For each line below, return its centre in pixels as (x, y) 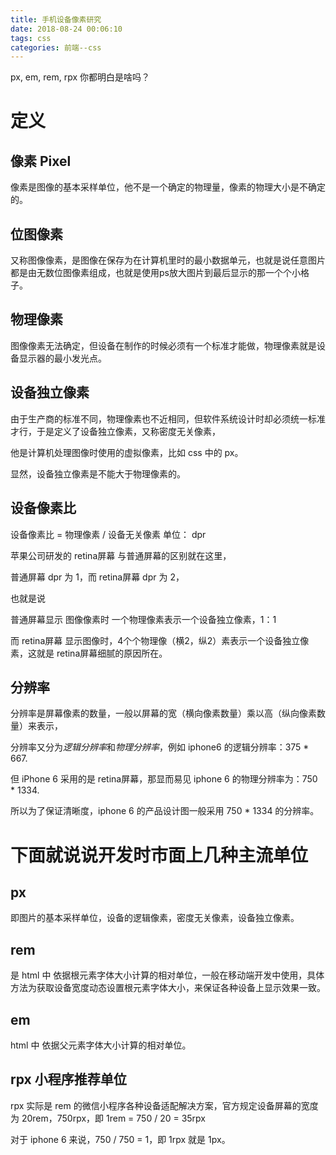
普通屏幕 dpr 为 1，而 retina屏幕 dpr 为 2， (97, 577)
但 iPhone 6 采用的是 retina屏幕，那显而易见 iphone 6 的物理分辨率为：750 (164, 779)
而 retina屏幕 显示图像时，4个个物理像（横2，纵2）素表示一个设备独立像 (160, 640)
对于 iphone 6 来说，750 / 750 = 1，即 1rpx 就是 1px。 (120, 1139)
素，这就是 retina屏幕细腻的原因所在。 (89, 653)
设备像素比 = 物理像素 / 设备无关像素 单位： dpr (108, 534)
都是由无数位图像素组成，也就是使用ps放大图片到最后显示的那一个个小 (155, 273)
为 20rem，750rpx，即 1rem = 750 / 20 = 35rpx (108, 1118)
